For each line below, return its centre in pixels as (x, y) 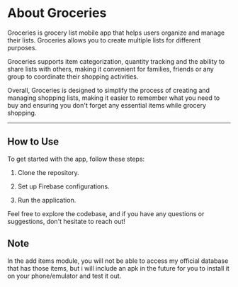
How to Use (33, 142)
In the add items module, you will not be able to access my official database (118, 261)
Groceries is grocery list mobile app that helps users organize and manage (116, 33)
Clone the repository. (48, 172)
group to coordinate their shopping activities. (73, 77)
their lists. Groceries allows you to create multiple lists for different (104, 40)
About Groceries (57, 13)
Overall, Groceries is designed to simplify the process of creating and (109, 90)
